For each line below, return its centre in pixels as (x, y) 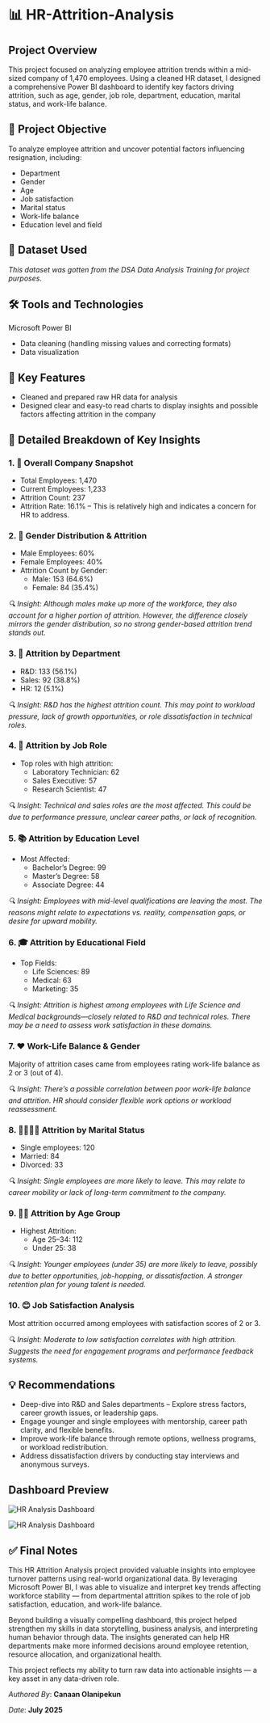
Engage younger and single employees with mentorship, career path (133, 1421)
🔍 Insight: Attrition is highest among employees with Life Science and (125, 1005)
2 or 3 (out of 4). (36, 1072)
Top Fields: (38, 963)
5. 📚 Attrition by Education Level (74, 838)
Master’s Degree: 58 (66, 876)
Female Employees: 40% (61, 562)
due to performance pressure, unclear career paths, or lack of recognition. (133, 817)
